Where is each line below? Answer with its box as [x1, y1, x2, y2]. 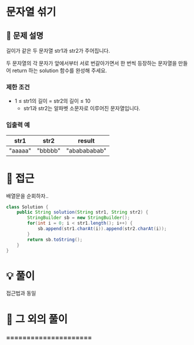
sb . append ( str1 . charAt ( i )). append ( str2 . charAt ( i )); [37, 226, 167, 232]
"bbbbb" [36, 146, 61, 154]
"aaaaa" [9, 146, 31, 154]
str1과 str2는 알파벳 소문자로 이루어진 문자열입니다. [23, 105, 141, 112]
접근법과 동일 [6, 290, 36, 297]
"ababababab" [66, 146, 107, 154]
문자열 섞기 [6, 5, 56, 19]
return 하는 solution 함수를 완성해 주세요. [12, 67, 108, 74]
